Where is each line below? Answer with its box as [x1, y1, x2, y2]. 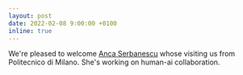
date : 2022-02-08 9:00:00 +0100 [8, 19, 117, 27]
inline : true [8, 27, 52, 35]
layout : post [8, 11, 52, 20]
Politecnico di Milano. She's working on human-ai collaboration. [8, 57, 220, 67]
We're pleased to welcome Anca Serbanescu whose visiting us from [8, 49, 236, 59]
